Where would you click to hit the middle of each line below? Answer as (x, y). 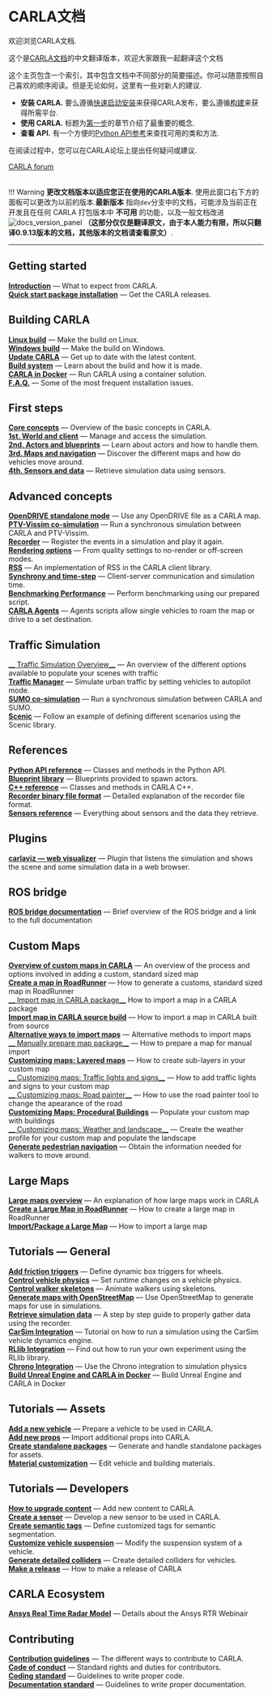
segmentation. (32, 1534)
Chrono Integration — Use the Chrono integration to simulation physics (127, 1366)
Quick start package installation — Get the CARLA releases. (110, 294)
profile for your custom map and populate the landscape (102, 1138)
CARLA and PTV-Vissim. (49, 533)
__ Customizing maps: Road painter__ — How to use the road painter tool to (134, 1095)
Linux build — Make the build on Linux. (74, 339)
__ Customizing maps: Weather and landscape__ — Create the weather (126, 1129)
